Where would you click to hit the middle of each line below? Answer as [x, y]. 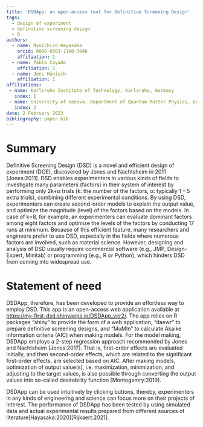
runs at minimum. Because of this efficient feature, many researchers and [98, 230]
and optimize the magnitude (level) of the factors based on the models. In [98, 210]
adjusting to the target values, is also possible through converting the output [101, 374]
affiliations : [24, 85]
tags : [13, 18]
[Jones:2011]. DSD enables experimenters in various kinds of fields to [93, 178]
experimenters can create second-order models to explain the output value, [101, 204]
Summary [31, 148]
